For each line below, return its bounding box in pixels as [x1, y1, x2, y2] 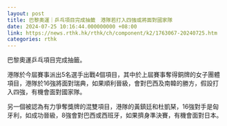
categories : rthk [7, 36, 57, 43]
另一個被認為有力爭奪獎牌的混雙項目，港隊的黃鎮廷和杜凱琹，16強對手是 [7, 102, 213, 111]
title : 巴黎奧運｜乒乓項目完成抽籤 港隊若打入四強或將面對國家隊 [7, 17, 173, 24]
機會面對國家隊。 [37, 88, 86, 96]
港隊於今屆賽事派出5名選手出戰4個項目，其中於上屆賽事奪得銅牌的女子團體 [7, 71, 221, 79]
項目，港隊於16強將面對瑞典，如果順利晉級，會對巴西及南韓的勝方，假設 [7, 79, 213, 87]
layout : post [7, 10, 45, 17]
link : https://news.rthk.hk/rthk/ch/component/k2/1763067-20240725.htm [7, 29, 217, 37]
